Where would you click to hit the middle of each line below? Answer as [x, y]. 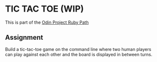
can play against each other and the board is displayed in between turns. [79, 54]
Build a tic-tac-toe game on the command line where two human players [78, 49]
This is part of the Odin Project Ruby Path [47, 22]
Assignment [24, 38]
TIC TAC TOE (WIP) [45, 9]
